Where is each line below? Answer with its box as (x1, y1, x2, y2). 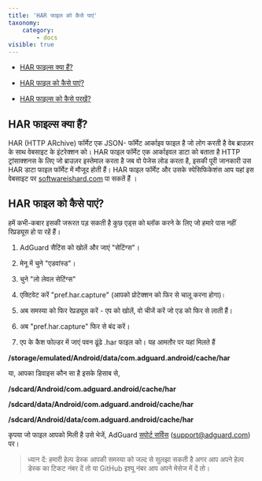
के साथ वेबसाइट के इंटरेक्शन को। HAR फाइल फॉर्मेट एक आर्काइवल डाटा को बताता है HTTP (8, 147, 241, 156)
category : (22, 26, 55, 34)
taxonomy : (8, 19, 41, 27)
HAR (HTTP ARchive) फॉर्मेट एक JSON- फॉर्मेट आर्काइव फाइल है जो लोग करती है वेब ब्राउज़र (8, 138, 254, 147)
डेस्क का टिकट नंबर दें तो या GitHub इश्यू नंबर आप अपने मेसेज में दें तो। (27, 463, 210, 473)
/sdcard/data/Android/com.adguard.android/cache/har (8, 399, 194, 408)
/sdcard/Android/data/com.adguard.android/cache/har (8, 415, 194, 424)
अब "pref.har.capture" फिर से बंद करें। (19, 321, 131, 331)
